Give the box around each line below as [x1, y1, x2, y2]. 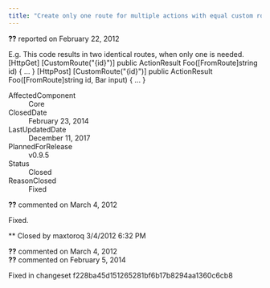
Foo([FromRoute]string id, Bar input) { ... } [8, 75, 146, 84]
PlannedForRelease [8, 141, 73, 151]
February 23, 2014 [28, 116, 90, 125]
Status [8, 158, 30, 168]
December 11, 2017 [28, 133, 91, 143]
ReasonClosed [8, 176, 57, 185]
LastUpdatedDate [8, 124, 67, 134]
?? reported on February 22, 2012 [8, 34, 120, 43]
